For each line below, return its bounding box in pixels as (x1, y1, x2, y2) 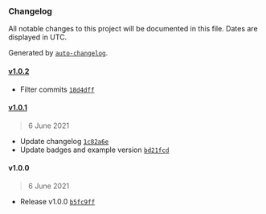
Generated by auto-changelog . (8, 48, 108, 58)
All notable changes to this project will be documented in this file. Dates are (8, 24, 259, 34)
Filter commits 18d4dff (19, 84, 95, 94)
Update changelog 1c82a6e (19, 136, 109, 146)
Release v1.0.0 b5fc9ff (19, 196, 96, 206)
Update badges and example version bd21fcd (19, 145, 170, 154)
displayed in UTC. (8, 32, 68, 42)
